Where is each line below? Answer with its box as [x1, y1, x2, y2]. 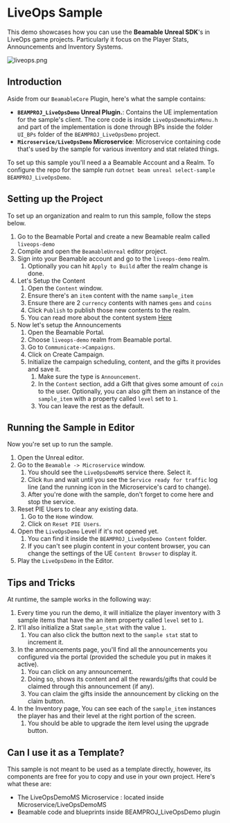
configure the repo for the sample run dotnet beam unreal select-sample [7, 165, 216, 174]
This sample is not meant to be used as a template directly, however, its [7, 765, 211, 773]
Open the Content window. [27, 284, 103, 292]
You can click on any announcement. [27, 668, 134, 676]
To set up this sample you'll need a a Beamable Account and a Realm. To [7, 158, 215, 166]
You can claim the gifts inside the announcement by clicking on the [27, 690, 220, 698]
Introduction [7, 76, 62, 88]
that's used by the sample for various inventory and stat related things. [17, 144, 220, 153]
